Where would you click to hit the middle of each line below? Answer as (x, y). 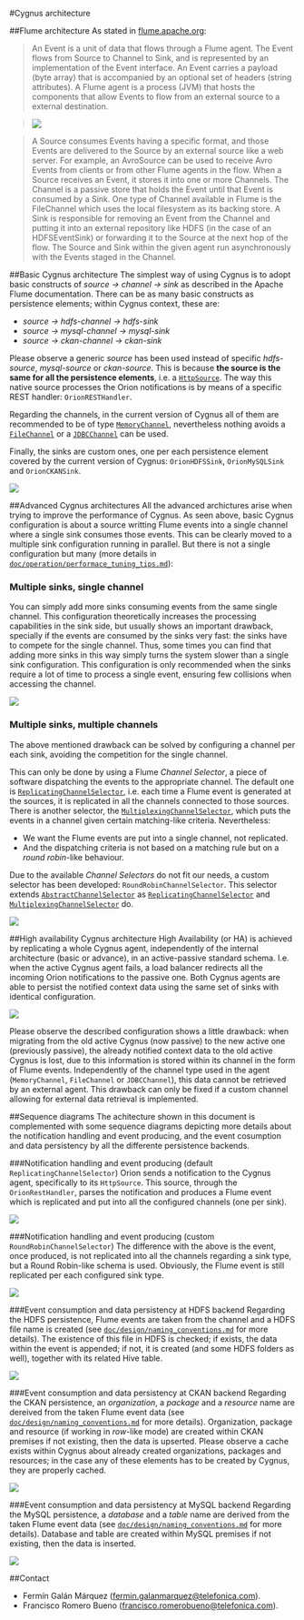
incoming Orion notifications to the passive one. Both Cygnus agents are (145, 977)
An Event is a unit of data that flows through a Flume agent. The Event (162, 48)
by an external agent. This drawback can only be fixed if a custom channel (149, 1089)
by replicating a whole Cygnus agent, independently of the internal (134, 948)
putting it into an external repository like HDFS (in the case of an (152, 228)
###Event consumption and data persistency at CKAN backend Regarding (148, 1393)
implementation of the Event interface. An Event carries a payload (155, 68)
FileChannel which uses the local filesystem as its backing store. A (156, 209)
